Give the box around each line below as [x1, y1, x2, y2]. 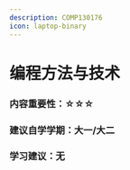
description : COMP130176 [9, 13, 103, 22]
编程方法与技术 [9, 63, 121, 84]
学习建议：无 [9, 150, 66, 163]
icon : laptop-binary [9, 22, 88, 31]
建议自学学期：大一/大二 [9, 123, 116, 136]
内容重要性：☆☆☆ [9, 97, 95, 110]
